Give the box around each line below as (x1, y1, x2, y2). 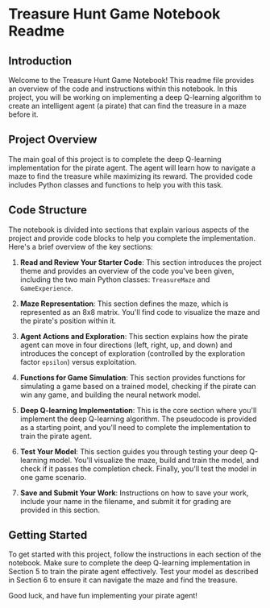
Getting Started (8, 528, 88, 542)
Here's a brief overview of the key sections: (8, 242, 153, 251)
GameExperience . (19, 283, 74, 292)
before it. (8, 110, 39, 119)
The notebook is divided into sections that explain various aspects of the (8, 225, 250, 234)
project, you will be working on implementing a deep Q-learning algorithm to (8, 93, 262, 101)
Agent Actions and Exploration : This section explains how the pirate (19, 331, 248, 341)
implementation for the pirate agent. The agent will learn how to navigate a (8, 163, 256, 172)
